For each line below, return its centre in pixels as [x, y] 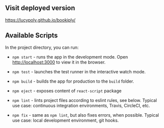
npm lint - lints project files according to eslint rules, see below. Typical [84, 100]
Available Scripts [31, 36]
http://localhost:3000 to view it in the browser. [59, 62]
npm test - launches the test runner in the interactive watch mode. [79, 71]
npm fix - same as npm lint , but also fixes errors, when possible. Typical [85, 115]
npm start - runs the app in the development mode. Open [70, 57]
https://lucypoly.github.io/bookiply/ [40, 20]
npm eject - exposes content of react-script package [67, 91]
